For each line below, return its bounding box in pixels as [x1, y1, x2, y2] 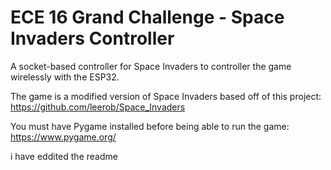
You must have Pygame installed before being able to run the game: [10, 120, 290, 132]
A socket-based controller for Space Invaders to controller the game [10, 60, 292, 72]
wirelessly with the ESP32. [10, 71, 120, 83]
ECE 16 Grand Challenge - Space [10, 6, 285, 29]
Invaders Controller [10, 27, 175, 50]
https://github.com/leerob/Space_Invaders [10, 101, 186, 113]
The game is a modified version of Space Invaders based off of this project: [10, 90, 322, 102]
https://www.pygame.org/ [10, 131, 117, 143]
